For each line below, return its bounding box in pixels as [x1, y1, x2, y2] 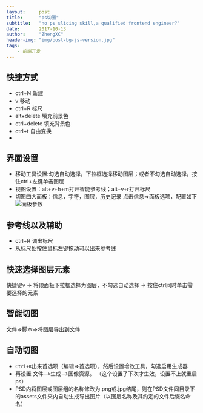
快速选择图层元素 [6, 264, 70, 274]
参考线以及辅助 [6, 220, 62, 230]
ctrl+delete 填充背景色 [15, 119, 71, 127]
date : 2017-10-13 [6, 25, 67, 32]
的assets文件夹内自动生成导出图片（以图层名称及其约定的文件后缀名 [15, 392, 186, 400]
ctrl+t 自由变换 [15, 127, 52, 134]
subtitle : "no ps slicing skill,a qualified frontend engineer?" [6, 20, 181, 26]
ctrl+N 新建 [15, 89, 44, 97]
